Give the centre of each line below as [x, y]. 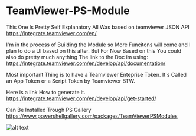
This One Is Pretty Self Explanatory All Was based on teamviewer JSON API [98, 27]
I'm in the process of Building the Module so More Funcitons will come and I [98, 45]
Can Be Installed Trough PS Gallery [49, 110]
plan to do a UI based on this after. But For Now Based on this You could [94, 50]
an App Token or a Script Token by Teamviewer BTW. [71, 81]
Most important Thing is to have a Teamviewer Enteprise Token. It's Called [97, 74]
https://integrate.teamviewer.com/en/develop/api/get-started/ [81, 98]
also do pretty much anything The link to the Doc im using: [77, 57]
